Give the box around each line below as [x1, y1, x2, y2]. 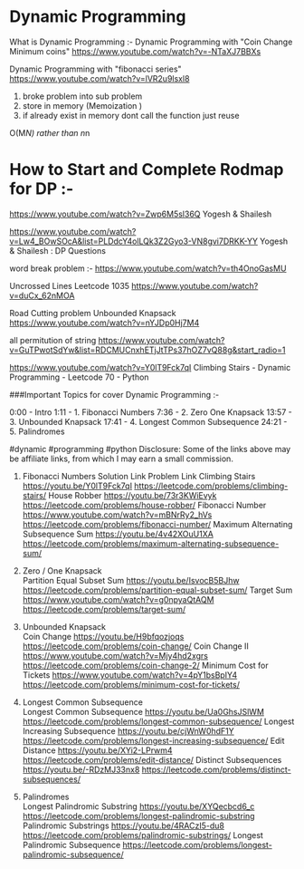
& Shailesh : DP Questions [9, 245, 107, 256]
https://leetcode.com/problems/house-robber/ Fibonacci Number [22, 499, 267, 510]
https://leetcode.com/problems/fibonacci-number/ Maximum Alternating [22, 518, 293, 529]
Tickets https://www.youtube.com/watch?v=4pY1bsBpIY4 [22, 669, 238, 681]
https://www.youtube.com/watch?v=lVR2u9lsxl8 [9, 72, 190, 83]
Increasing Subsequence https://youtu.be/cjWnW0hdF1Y [22, 725, 235, 736]
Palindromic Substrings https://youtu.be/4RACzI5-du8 [22, 820, 224, 831]
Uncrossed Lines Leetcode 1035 [9, 280, 129, 291]
